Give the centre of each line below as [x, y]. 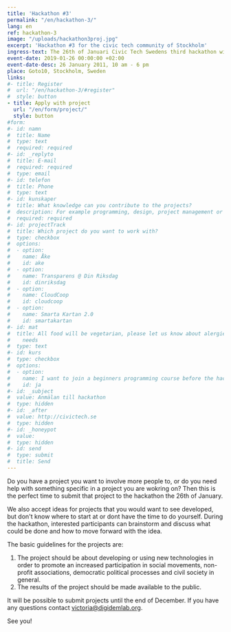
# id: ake [26, 263]
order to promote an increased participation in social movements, [110, 565]
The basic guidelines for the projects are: [65, 544]
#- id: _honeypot [32, 430]
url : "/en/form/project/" [51, 109]
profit [25, 572]
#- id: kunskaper [32, 199]
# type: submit [30, 455]
